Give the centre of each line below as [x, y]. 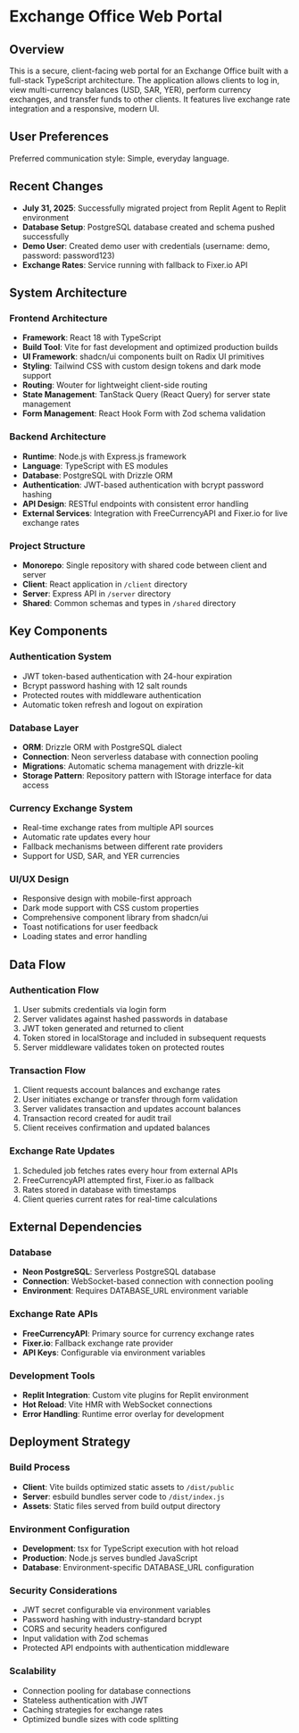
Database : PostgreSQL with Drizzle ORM [97, 475]
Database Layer [44, 728]
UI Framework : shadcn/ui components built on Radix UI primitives [143, 357]
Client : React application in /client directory [104, 584]
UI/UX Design [39, 879]
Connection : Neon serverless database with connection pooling [140, 756]
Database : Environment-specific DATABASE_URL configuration [138, 1568]
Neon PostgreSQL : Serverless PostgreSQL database [119, 1272]
